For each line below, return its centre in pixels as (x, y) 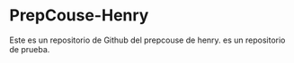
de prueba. (30, 49)
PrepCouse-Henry (79, 16)
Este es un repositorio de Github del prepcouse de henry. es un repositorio (147, 40)
